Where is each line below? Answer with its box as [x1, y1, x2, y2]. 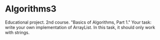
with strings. [5, 29, 30, 35]
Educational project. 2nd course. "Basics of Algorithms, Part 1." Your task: [5, 19, 152, 25]
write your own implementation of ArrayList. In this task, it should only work [5, 24, 156, 30]
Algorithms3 [5, 3, 57, 14]
